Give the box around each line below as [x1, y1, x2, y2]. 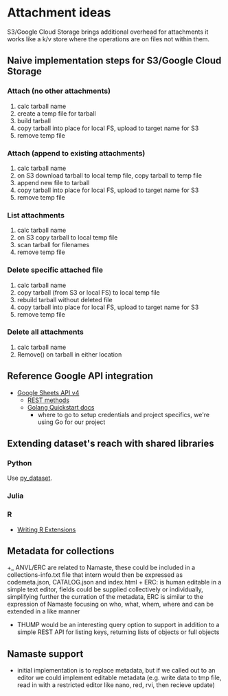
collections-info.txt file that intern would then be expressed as [7, 571, 183, 579]
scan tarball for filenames [16, 241, 90, 249]
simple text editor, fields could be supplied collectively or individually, [7, 585, 204, 593]
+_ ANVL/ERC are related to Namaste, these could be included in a [7, 563, 196, 572]
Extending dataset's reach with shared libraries [7, 438, 214, 450]
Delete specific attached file [7, 265, 103, 275]
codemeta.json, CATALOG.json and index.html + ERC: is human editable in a [7, 578, 222, 587]
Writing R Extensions [16, 525, 76, 534]
